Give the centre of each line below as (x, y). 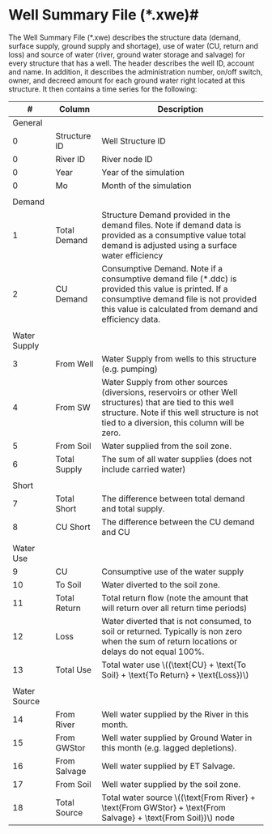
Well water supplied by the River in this (175, 714)
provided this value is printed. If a (165, 289)
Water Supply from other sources (165, 382)
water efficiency (132, 255)
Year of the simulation (143, 172)
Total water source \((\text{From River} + (179, 798)
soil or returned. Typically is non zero (172, 631)
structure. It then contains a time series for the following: (103, 89)
